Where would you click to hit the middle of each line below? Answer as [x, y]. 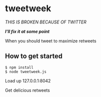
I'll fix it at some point [27, 31]
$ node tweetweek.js [26, 72]
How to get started [34, 56]
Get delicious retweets [27, 90]
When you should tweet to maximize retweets [51, 41]
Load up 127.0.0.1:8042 [28, 80]
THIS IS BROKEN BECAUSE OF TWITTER [46, 22]
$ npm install [19, 67]
